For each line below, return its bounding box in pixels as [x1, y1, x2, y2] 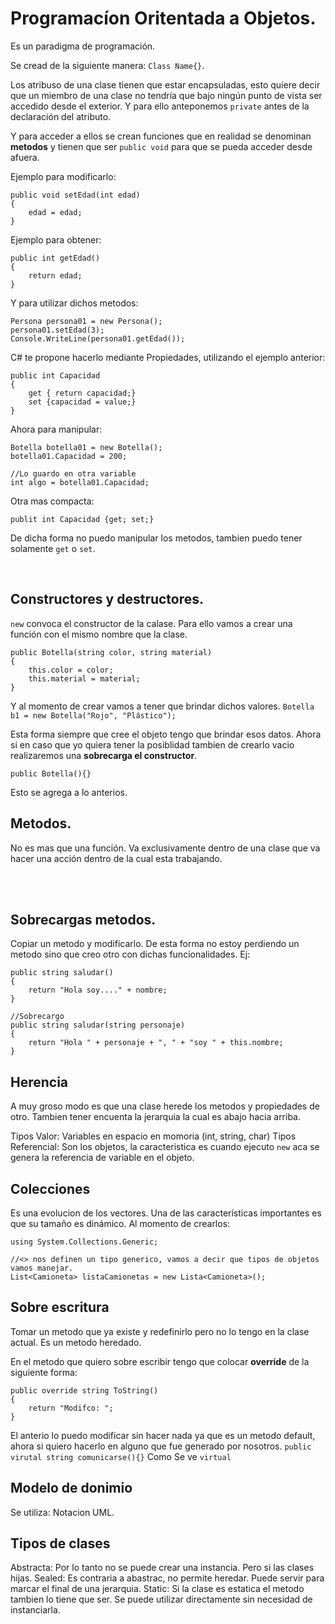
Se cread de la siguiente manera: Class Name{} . [10, 59, 205, 71]
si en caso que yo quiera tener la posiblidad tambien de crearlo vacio [10, 738, 295, 751]
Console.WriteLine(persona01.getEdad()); [10, 333, 186, 344]
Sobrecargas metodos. [10, 911, 157, 928]
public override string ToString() [10, 1385, 159, 1396]
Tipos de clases [10, 1535, 111, 1552]
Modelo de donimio [10, 1480, 133, 1497]
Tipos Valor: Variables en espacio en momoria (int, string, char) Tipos [10, 1130, 297, 1142]
